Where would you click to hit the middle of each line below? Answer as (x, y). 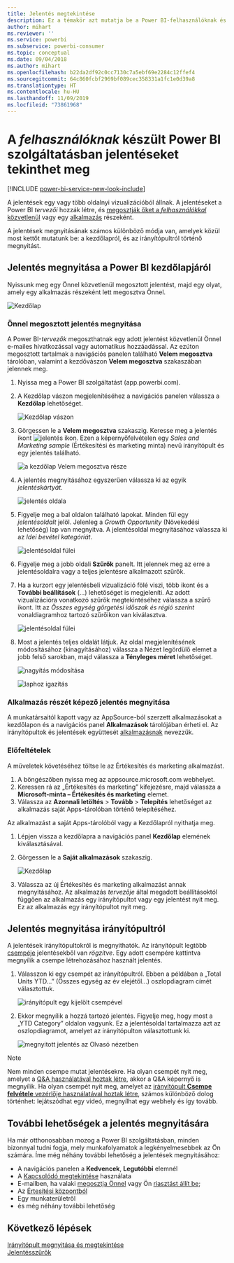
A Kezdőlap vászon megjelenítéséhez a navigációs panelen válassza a (118, 396)
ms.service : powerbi (37, 40)
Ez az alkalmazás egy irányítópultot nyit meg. (82, 906)
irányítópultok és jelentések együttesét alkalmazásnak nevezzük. (101, 732)
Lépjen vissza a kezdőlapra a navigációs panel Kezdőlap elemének (114, 836)
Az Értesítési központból (52, 1191)
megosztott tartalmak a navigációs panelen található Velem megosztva (110, 354)
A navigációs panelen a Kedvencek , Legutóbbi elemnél (97, 1169)
